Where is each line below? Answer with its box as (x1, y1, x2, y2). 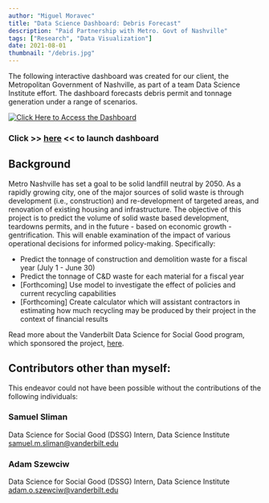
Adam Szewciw (8, 458, 70, 469)
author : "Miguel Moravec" (8, 11, 95, 20)
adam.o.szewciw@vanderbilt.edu (8, 485, 119, 495)
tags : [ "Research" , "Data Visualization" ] (8, 34, 153, 43)
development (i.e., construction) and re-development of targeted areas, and (8, 196, 259, 205)
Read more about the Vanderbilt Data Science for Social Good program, (8, 329, 245, 339)
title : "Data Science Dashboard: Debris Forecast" (8, 19, 181, 27)
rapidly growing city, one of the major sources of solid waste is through (8, 187, 244, 197)
